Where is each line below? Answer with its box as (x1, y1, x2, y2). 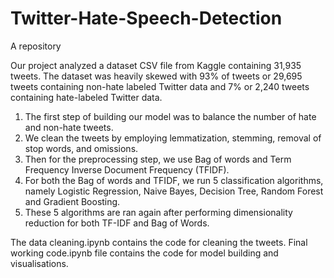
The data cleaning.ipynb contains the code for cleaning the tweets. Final (10, 236, 308, 248)
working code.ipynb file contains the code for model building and (10, 247, 279, 259)
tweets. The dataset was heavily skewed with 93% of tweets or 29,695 (10, 70, 303, 82)
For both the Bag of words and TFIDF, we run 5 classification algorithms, (24, 174, 324, 186)
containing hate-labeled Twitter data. (10, 91, 163, 103)
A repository (10, 40, 62, 52)
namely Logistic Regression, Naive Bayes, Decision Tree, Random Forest (24, 185, 324, 197)
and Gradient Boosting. (24, 195, 121, 207)
